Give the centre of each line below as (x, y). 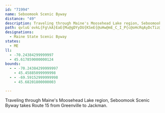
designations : (20, 32)
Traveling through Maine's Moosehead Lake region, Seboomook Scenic (77, 100)
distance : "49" (21, 19)
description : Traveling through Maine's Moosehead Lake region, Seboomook (83, 23)
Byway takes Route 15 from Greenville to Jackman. (56, 105)
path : (11, 28)
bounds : (13, 64)
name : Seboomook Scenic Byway (36, 14)
